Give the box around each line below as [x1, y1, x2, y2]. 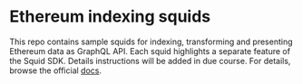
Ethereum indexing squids [9, 6, 211, 27]
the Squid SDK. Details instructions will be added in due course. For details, [9, 55, 291, 66]
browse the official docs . [9, 65, 102, 76]
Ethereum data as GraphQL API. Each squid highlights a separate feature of [9, 45, 291, 56]
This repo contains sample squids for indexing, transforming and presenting [9, 36, 293, 47]
